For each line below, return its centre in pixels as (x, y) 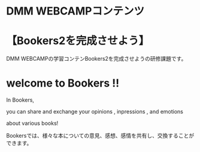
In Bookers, (20, 100)
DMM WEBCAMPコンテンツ (75, 11)
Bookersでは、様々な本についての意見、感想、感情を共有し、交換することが (100, 136)
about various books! (32, 123)
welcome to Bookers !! (63, 83)
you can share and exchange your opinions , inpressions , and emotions (95, 112)
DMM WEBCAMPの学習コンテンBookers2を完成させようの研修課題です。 (96, 59)
